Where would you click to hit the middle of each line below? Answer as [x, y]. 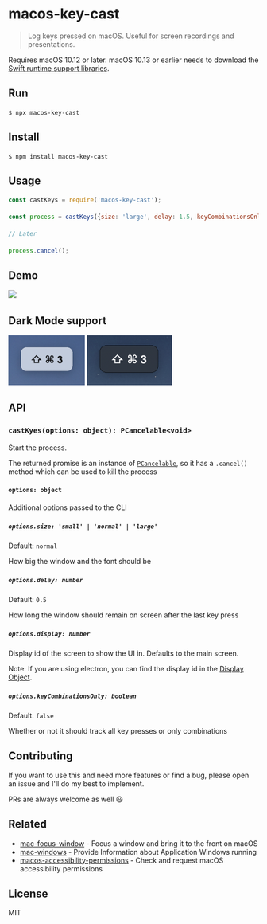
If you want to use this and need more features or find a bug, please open [129, 775]
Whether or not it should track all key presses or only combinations [118, 730]
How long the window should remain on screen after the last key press [124, 615]
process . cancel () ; [39, 251]
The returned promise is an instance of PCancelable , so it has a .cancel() [128, 463]
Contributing [41, 756]
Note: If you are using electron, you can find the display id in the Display [126, 668]
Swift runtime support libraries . [59, 68]
